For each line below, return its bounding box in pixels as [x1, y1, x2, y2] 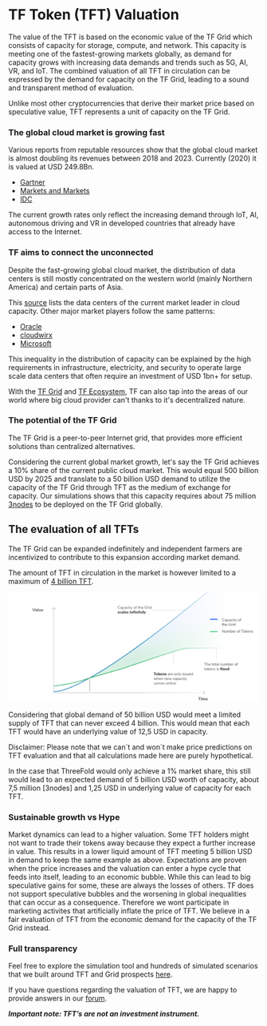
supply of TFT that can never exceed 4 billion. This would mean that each [8, 718, 250, 728]
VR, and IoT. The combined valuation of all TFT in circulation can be [8, 66, 231, 75]
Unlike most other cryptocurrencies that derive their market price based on [8, 98, 255, 108]
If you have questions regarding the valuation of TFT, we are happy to [8, 985, 238, 995]
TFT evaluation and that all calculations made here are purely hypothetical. [8, 750, 253, 760]
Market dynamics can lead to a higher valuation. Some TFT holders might [8, 829, 249, 839]
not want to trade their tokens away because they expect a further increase [8, 837, 256, 848]
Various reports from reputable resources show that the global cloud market [8, 145, 258, 155]
